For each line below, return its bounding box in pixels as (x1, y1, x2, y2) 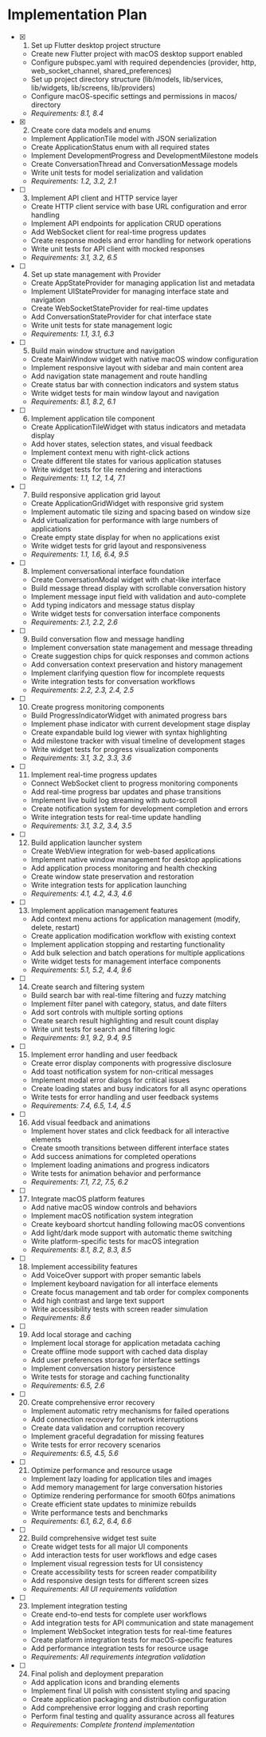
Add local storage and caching (30, 1329, 132, 1339)
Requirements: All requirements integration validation (30, 1652, 206, 1661)
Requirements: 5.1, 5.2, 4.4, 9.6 (30, 964, 132, 975)
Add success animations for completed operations (30, 1151, 197, 1161)
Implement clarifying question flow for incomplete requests (30, 668, 225, 678)
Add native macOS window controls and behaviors (30, 1202, 198, 1212)
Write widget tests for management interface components (30, 956, 221, 966)
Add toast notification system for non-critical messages (30, 1066, 214, 1076)
